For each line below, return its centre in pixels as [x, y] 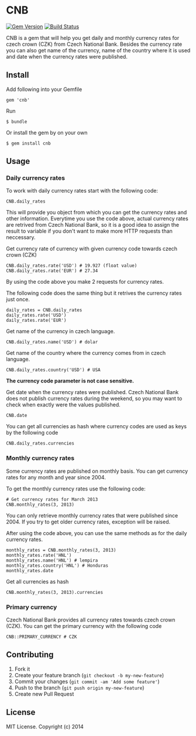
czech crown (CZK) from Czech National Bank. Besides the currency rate [94, 44]
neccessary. [21, 237]
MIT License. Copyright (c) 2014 [45, 727]
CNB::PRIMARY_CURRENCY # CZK [42, 637]
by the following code [32, 433]
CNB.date [17, 416]
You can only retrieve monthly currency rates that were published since [92, 515]
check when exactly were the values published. [63, 405]
